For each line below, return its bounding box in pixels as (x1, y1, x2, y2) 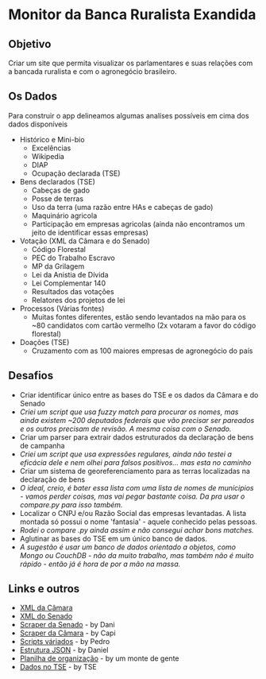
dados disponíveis (8, 119, 68, 129)
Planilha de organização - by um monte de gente (19, 654, 179, 663)
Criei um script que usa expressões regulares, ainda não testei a (19, 449, 233, 459)
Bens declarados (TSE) (19, 177, 95, 186)
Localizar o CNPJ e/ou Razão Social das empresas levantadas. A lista (19, 508, 247, 518)
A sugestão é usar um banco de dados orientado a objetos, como (19, 542, 237, 552)
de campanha (19, 440, 65, 450)
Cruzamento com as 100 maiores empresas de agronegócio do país (31, 346, 253, 355)
